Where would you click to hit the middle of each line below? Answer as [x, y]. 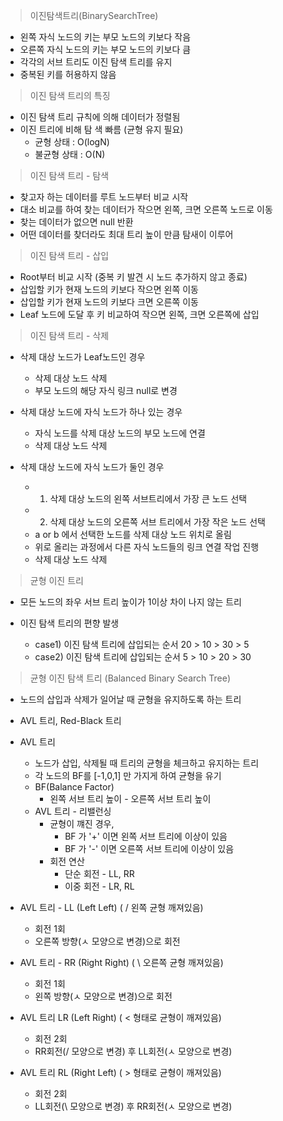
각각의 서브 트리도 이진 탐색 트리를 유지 [96, 62]
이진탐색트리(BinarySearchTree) [94, 15]
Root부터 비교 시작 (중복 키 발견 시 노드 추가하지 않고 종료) [133, 277]
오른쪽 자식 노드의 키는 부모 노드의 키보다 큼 [105, 49]
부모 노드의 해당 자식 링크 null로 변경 [106, 390]
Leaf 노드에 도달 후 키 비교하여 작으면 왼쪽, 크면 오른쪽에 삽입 [139, 314]
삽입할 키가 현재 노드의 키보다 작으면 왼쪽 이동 [109, 289]
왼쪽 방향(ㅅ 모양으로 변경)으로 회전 [103, 996]
